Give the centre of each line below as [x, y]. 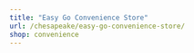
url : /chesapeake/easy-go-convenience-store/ [97, 26]
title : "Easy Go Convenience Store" [79, 18]
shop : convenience [44, 34]
